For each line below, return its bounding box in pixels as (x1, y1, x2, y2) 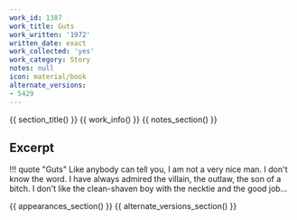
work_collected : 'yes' (9, 47, 95, 56)
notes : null (9, 64, 54, 73)
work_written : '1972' (9, 30, 91, 39)
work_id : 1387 (9, 13, 63, 23)
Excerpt (9, 139, 55, 155)
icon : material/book (9, 72, 88, 81)
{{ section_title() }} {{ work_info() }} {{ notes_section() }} (9, 114, 218, 125)
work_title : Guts (9, 22, 75, 31)
